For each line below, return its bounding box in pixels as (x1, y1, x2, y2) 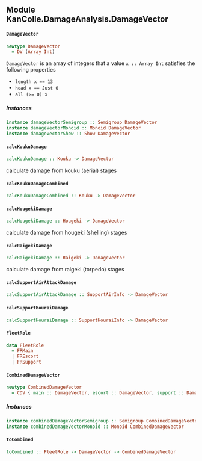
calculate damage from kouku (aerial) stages (6, 167, 117, 174)
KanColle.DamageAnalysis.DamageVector (6, 14, 168, 25)
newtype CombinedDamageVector (6, 385, 82, 391)
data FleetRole (6, 342, 44, 348)
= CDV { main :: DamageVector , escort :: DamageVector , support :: (11, 390, 185, 396)
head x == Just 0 (14, 85, 59, 91)
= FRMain (11, 348, 34, 354)
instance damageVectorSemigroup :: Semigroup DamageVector (6, 120, 158, 126)
